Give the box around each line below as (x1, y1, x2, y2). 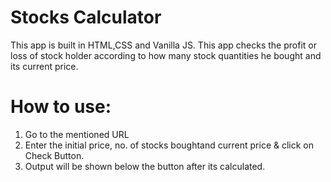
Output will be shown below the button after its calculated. (24, 160, 266, 172)
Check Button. (24, 149, 85, 161)
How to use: (10, 96, 112, 118)
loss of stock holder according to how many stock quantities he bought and (10, 49, 322, 61)
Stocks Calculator (10, 6, 162, 29)
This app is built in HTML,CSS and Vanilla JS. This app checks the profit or (10, 39, 317, 51)
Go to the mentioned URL (24, 128, 130, 140)
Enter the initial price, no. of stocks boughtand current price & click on (24, 139, 314, 151)
